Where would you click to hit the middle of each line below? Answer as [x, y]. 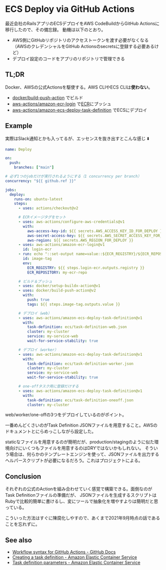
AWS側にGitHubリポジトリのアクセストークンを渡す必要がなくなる [81, 40]
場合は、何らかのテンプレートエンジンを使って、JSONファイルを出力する [84, 454]
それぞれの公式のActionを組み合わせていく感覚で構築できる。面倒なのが [79, 489]
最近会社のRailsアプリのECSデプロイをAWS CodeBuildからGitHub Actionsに [82, 23]
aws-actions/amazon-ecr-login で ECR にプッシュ [62, 104]
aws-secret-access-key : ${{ [56, 236]
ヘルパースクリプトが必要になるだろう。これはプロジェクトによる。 [74, 461]
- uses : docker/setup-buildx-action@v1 [59, 286]
